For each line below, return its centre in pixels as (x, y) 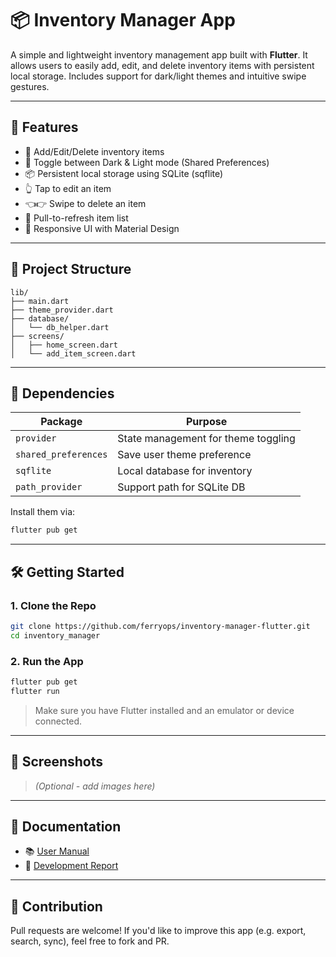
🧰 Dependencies (62, 393)
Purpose (206, 422)
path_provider (49, 487)
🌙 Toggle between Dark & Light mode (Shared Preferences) (147, 162)
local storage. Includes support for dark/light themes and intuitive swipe (158, 76)
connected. (58, 721)
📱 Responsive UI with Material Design (102, 228)
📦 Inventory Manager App (123, 20)
